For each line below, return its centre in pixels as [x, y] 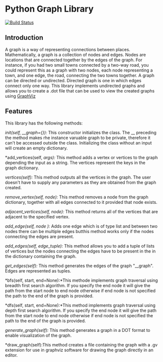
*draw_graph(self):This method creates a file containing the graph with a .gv [81, 344]
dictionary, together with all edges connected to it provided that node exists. [81, 202]
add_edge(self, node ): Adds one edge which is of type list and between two [81, 226]
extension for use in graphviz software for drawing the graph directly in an [79, 350]
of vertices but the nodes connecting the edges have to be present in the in [81, 251]
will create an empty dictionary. [36, 148]
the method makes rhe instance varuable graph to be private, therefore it [78, 138]
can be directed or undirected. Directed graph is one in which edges [73, 80]
